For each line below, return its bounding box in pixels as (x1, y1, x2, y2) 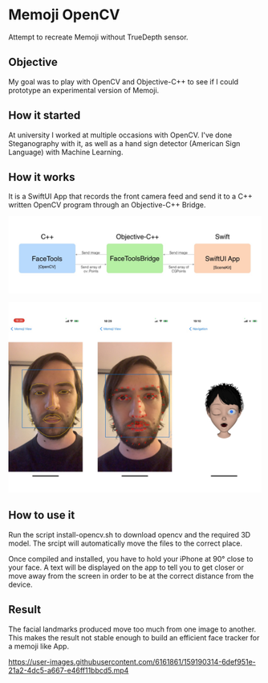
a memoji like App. (8, 641, 70, 651)
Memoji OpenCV (8, 6, 120, 24)
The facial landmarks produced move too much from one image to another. (8, 624, 257, 634)
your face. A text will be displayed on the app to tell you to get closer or (8, 562, 245, 572)
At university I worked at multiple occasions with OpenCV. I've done (8, 130, 233, 140)
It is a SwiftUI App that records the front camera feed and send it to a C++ (8, 191, 253, 202)
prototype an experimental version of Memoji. (8, 85, 160, 95)
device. (8, 579, 33, 589)
